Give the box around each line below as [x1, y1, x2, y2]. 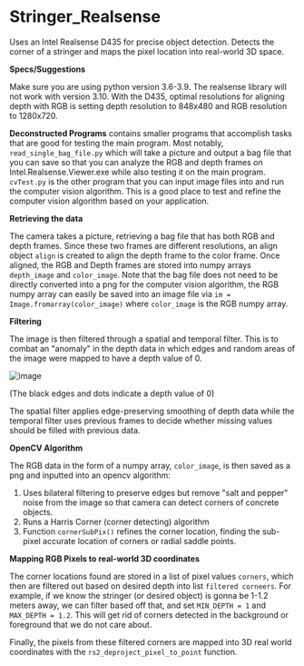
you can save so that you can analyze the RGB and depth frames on [9, 156, 263, 167]
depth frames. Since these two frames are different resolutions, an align [9, 240, 279, 251]
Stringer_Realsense [9, 6, 162, 27]
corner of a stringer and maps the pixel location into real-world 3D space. [9, 45, 284, 56]
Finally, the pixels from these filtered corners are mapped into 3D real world [9, 636, 292, 647]
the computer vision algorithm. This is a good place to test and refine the [9, 185, 281, 196]
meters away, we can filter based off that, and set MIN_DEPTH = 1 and [9, 600, 266, 611]
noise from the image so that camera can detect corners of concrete [22, 497, 279, 508]
